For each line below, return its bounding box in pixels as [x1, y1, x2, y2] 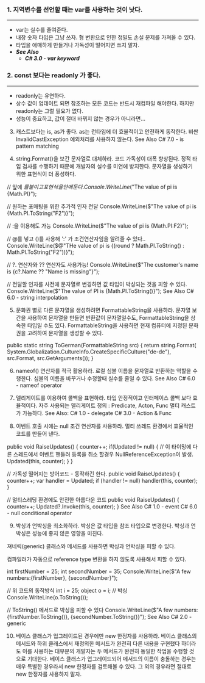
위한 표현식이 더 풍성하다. [15, 170, 77, 178]
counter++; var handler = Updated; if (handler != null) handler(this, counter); [7, 477, 198, 484]
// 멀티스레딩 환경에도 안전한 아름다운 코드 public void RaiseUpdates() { [7, 496, 179, 503]
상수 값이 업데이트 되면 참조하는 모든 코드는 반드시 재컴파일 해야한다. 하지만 [15, 99, 195, 107]
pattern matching [15, 142, 60, 150]
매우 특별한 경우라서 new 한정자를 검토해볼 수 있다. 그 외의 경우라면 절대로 [15, 662, 192, 670]
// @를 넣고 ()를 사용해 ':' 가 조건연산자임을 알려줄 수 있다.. [7, 235, 146, 242]
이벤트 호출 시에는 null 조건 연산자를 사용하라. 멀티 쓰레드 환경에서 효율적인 [15, 422, 193, 430]
